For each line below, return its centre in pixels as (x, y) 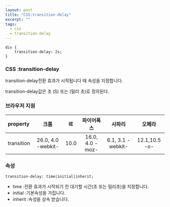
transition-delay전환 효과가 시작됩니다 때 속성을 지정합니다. (64, 81)
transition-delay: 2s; (38, 52)
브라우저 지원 (20, 106)
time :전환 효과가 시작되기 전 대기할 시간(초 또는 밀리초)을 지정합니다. (81, 186)
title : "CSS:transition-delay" (38, 15)
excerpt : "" (18, 19)
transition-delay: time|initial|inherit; (50, 176)
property (19, 124)
